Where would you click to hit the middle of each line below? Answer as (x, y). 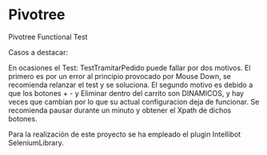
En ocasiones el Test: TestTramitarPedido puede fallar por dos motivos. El (130, 68)
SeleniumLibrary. (36, 142)
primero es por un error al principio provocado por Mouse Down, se (120, 76)
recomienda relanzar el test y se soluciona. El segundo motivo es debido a (131, 85)
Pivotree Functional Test (48, 37)
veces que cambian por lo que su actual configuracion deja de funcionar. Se (134, 101)
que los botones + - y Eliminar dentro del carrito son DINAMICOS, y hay (126, 93)
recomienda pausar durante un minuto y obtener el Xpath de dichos (120, 110)
